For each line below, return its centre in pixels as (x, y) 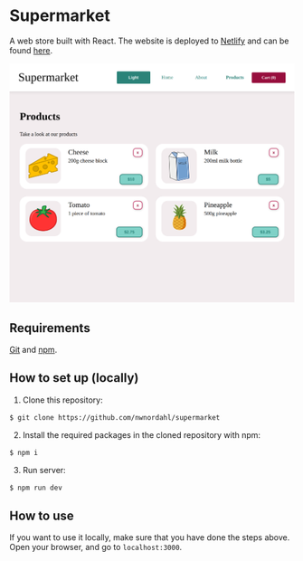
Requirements (50, 328)
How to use (42, 515)
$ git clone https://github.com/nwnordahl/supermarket (115, 417)
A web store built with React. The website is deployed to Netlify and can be (149, 41)
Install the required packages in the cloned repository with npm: (141, 434)
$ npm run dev (36, 488)
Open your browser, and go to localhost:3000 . (96, 547)
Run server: (44, 470)
